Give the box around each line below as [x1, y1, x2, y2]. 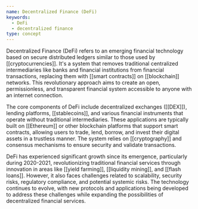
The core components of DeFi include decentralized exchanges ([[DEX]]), [6, 103, 187, 110]
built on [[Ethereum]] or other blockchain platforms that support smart [6, 122, 178, 130]
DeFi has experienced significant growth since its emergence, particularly [6, 153, 188, 160]
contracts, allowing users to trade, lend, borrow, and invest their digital [6, 129, 180, 136]
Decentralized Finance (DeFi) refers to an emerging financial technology [6, 47, 184, 54]
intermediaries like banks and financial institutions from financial [6, 66, 164, 73]
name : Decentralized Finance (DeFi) [6, 8, 97, 15]
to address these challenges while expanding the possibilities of [6, 191, 164, 198]
